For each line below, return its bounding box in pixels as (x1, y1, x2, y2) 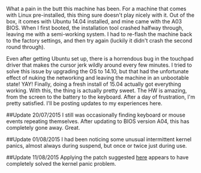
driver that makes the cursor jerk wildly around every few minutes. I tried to (6, 61, 192, 68)
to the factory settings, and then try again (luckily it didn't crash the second (6, 37, 193, 44)
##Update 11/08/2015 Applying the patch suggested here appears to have (6, 154, 189, 161)
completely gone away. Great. (6, 124, 80, 131)
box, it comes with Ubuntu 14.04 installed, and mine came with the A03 (6, 18, 182, 25)
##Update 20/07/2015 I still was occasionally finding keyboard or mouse (6, 111, 186, 118)
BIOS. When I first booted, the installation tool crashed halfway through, (6, 24, 184, 31)
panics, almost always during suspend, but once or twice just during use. (6, 142, 187, 149)
